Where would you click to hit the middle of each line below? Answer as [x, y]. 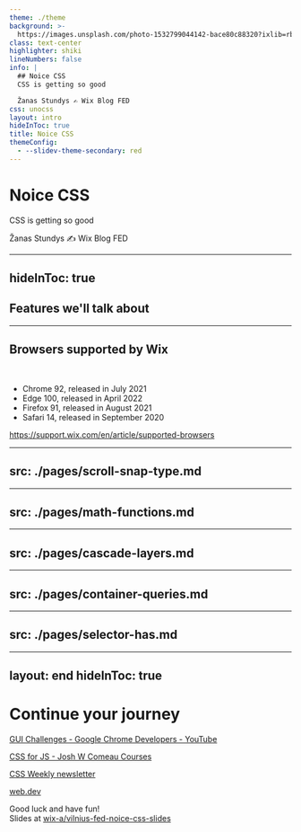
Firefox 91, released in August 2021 [87, 407]
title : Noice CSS [42, 134]
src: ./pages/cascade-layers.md [102, 553]
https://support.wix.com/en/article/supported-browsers [112, 434]
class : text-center [46, 43]
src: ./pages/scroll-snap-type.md [105, 471]
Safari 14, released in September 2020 [93, 417]
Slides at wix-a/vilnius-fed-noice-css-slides [90, 819]
